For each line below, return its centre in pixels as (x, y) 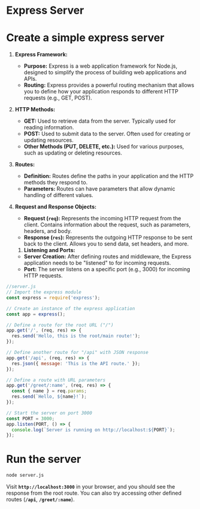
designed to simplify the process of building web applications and (105, 72)
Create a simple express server (85, 38)
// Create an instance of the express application (71, 308)
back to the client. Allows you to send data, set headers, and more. (106, 244)
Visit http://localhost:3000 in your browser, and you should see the (91, 487)
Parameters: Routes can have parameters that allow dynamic (99, 189)
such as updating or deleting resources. (73, 153)
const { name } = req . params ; (49, 391)
